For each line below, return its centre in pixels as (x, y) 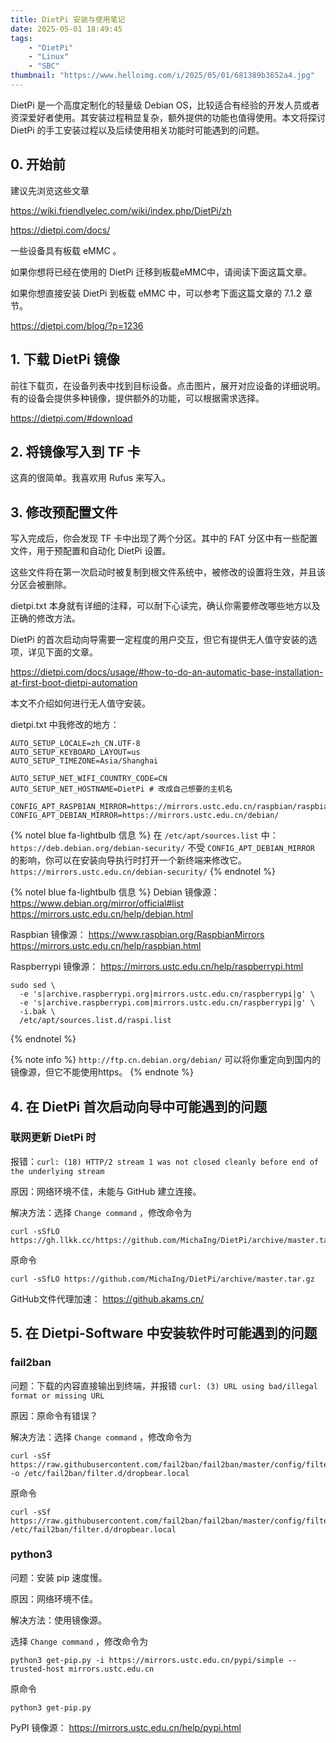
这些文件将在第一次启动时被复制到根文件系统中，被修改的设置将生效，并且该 (168, 572)
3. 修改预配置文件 (64, 512)
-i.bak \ (37, 1012)
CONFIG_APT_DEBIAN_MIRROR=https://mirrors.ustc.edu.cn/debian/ (145, 816)
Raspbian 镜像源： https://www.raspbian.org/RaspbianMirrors (137, 935)
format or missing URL (57, 1396)
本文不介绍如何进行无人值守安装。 (80, 703)
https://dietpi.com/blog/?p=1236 (77, 325)
